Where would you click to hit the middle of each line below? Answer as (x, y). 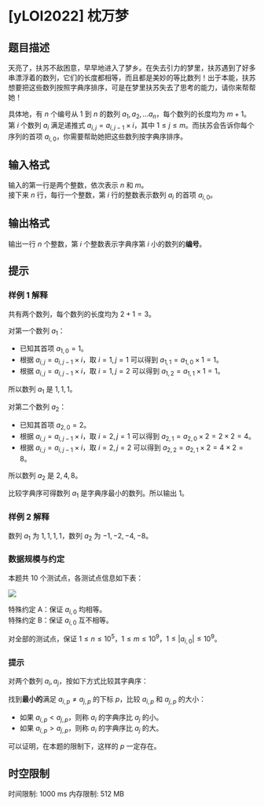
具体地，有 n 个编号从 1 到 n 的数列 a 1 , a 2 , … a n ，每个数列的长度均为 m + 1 (126, 115)
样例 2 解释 (29, 517)
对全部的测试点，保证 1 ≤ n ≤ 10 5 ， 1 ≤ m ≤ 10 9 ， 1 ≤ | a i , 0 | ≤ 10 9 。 (115, 639)
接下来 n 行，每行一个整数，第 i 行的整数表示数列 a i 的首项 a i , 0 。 (113, 195)
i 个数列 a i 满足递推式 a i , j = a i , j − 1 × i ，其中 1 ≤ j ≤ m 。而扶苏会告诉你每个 (136, 126)
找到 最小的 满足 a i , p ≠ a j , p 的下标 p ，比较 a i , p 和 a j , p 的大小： (107, 700)
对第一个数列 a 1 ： (37, 332)
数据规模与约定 (37, 560)
